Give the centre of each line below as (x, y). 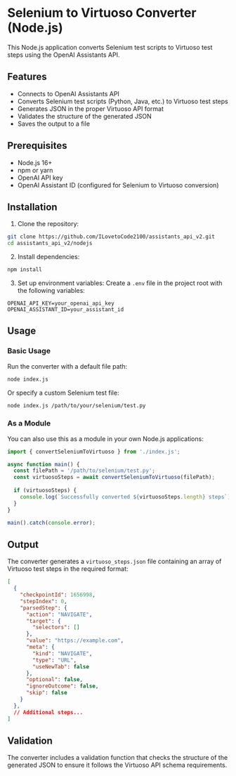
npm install (25, 270)
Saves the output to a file (53, 124)
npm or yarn (35, 170)
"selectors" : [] (56, 627)
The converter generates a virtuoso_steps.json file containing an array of (114, 561)
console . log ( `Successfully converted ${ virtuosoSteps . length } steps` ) (125, 496)
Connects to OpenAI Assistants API (68, 93)
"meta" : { (40, 647)
